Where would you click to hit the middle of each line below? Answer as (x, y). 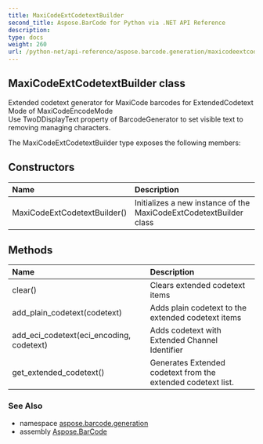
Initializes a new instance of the (192, 202)
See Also (25, 406)
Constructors (41, 167)
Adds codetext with (186, 330)
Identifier (167, 350)
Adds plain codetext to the (198, 308)
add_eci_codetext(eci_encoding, (72, 336)
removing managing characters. (59, 127)
